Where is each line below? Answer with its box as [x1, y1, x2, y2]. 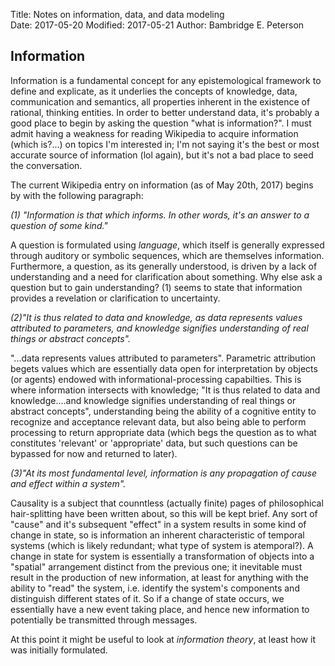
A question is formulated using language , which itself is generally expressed [10, 239, 325, 251]
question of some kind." [10, 219, 108, 231]
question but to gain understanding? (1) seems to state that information [10, 281, 303, 293]
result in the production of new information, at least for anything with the [10, 571, 310, 583]
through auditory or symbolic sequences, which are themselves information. [10, 249, 325, 261]
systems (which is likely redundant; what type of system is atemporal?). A [10, 539, 314, 551]
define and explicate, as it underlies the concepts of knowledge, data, [10, 85, 298, 97]
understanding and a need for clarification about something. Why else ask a [10, 270, 323, 283]
